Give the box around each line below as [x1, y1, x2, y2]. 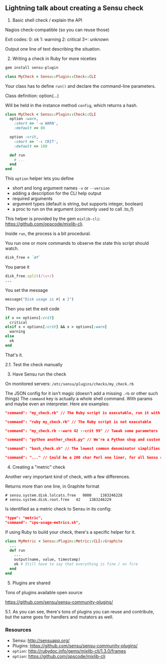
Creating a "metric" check [12, 464, 66, 470]
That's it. [5, 352, 23, 358]
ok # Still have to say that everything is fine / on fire [14, 562, 138, 567]
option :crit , [9, 135, 39, 140]
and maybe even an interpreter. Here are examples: [5, 401, 110, 407]
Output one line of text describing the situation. [5, 46, 101, 52]
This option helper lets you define [5, 175, 74, 181]
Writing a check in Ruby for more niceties [12, 55, 97, 61]
